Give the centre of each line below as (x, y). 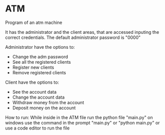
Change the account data (38, 97)
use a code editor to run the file (37, 128)
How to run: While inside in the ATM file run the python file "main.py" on (79, 117)
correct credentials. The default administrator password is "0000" (73, 37)
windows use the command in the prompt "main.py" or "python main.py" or (82, 123)
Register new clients (33, 67)
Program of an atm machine (34, 22)
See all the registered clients (42, 62)
